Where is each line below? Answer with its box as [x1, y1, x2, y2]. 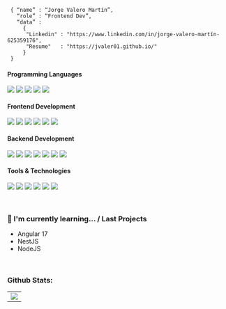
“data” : [16, 19, 42, 26]
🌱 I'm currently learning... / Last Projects [7, 214, 147, 223]
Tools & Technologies [7, 167, 71, 175]
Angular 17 [17, 230, 48, 238]
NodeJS [17, 244, 41, 253]
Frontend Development [7, 102, 75, 111]
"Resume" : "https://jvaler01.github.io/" [25, 43, 158, 50]
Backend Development [7, 134, 75, 143]
